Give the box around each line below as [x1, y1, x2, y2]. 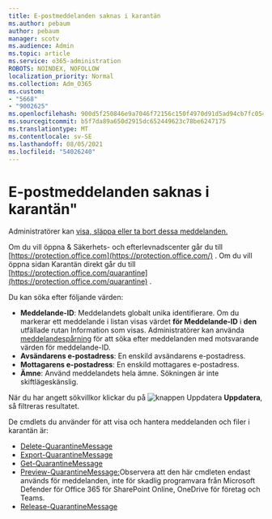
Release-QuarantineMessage [19, 502, 118, 512]
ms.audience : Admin [8, 42, 74, 50]
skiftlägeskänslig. [19, 377, 79, 387]
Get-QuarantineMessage [19, 459, 103, 469]
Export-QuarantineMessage [19, 450, 113, 460]
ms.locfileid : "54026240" [8, 148, 96, 156]
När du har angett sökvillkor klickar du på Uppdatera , [8, 392, 263, 402]
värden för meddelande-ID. [19, 342, 111, 353]
